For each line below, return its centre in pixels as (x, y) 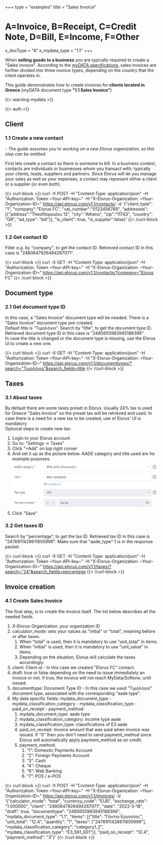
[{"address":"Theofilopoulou (34, 214)
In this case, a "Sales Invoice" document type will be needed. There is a (77, 317)
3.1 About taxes (24, 397)
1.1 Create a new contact (34, 138)
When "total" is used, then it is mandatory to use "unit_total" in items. (89, 642)
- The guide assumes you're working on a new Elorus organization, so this (80, 148)
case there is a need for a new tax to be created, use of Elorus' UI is (73, 419)
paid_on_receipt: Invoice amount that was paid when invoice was (84, 729)
